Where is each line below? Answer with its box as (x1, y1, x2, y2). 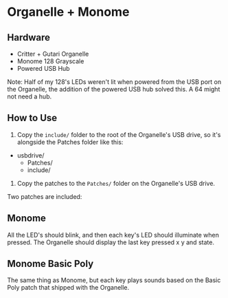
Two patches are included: (7, 192, 82, 200)
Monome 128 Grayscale (16, 57, 84, 65)
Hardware (7, 32, 50, 43)
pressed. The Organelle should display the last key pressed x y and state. (7, 238, 215, 246)
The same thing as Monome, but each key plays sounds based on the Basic (7, 276, 221, 284)
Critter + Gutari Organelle (16, 50, 89, 58)
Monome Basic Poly (7, 258, 94, 270)
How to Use (7, 112, 58, 124)
